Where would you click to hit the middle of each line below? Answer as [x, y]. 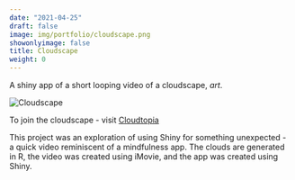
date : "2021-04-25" [46, 18]
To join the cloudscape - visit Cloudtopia [84, 120]
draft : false [34, 26]
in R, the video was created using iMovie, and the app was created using [144, 157]
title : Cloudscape [44, 51]
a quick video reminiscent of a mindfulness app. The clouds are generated [147, 147]
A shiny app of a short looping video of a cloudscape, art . [116, 85]
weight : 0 [28, 59]
